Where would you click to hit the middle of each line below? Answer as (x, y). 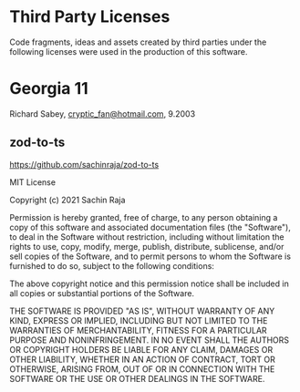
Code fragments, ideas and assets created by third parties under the (138, 42)
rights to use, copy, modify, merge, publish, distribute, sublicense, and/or (147, 246)
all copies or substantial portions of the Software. (102, 293)
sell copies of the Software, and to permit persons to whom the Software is (150, 256)
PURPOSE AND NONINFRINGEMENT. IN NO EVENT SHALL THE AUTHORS (150, 340)
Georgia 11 (49, 89)
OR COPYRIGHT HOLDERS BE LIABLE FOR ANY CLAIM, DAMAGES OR (141, 349)
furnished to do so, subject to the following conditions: (112, 265)
